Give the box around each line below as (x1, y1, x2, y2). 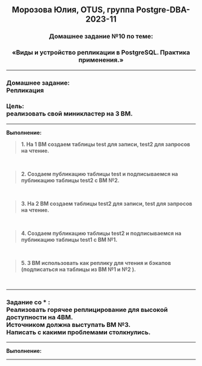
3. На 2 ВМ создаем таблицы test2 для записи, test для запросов (20, 200, 192, 207)
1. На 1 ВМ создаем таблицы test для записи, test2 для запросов (20, 141, 191, 148)
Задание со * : (6, 297, 50, 306)
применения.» (78, 56, 124, 64)
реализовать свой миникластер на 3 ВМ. (6, 109, 133, 118)
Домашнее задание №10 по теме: (49, 32, 153, 41)
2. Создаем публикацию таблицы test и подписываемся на (20, 170, 179, 177)
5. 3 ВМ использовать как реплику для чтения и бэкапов (20, 259, 171, 266)
